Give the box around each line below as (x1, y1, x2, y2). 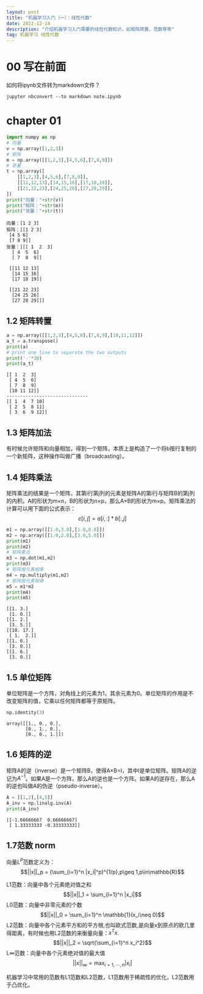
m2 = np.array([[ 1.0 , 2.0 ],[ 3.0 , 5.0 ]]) (6, 532, 105, 539)
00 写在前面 (6, 60, 66, 74)
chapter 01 (6, 114, 62, 128)
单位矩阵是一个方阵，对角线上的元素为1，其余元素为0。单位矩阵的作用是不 (6, 690, 194, 697)
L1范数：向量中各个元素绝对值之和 (6, 881, 91, 888)
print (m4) (6, 589, 32, 596)
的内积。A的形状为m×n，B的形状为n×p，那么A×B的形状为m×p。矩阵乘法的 (6, 497, 196, 504)
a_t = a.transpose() (6, 338, 59, 344)
